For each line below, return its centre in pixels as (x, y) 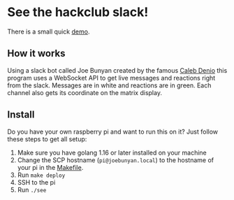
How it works (36, 53)
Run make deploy (41, 175)
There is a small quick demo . (49, 31)
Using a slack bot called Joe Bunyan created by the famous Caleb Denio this (117, 70)
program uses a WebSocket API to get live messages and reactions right (111, 78)
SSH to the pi (36, 182)
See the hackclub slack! (78, 12)
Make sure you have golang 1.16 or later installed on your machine (112, 152)
